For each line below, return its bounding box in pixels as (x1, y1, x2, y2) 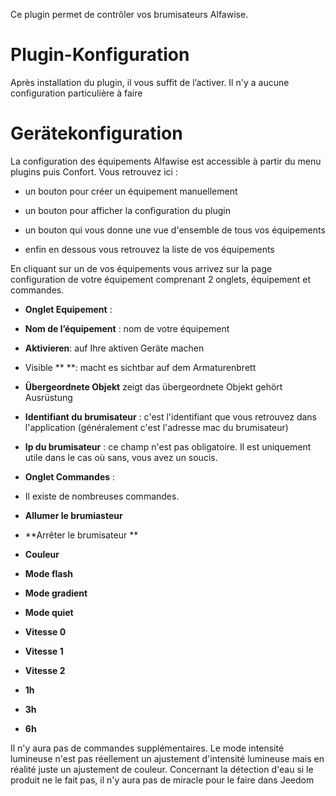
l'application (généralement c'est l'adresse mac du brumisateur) (24, 421, 289, 433)
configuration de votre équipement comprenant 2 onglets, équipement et (10, 273, 312, 285)
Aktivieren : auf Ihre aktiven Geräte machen (24, 342, 205, 354)
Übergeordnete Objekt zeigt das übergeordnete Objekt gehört (24, 380, 283, 393)
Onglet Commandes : (24, 470, 116, 483)
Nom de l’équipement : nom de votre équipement (24, 322, 230, 334)
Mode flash (24, 567, 73, 579)
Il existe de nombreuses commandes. (24, 490, 180, 502)
